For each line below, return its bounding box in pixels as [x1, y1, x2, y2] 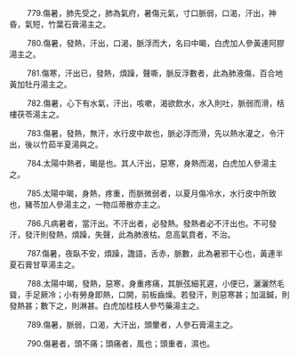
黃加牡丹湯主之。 [9, 79, 72, 89]
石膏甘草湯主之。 [16, 259, 80, 270]
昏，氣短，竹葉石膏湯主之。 [9, 19, 111, 29]
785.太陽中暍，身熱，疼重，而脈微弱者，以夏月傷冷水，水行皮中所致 [26, 188, 278, 199]
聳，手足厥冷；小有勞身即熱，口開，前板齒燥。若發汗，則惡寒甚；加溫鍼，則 [9, 289, 290, 300]
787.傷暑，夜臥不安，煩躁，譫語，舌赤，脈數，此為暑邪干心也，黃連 [26, 248, 276, 258]
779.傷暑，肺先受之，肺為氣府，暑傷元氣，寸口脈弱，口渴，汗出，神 [26, 8, 278, 18]
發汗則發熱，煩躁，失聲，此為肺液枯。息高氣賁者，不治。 [24, 230, 236, 239]
